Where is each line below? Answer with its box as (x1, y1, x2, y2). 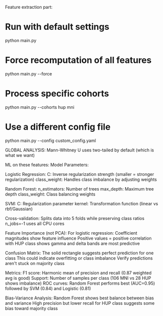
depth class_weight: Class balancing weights (5, 191, 95, 197)
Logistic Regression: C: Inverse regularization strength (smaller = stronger (5, 171, 154, 177)
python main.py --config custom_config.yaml (5, 137, 96, 144)
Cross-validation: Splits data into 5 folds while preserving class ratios (5, 215, 144, 221)
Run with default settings (5, 22, 110, 32)
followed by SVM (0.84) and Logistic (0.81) (5, 285, 92, 291)
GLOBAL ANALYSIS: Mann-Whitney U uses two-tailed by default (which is (5, 147, 154, 153)
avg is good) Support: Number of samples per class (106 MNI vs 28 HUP (5, 275, 151, 281)
